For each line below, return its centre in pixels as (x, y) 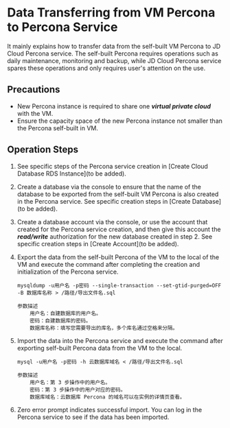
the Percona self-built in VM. (57, 128)
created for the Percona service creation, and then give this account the (119, 229)
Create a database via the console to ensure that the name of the (109, 187)
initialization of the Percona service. (68, 272)
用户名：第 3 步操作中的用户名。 (70, 382)
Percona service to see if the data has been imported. (93, 417)
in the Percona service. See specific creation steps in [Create (104, 201)
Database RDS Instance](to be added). (72, 174)
